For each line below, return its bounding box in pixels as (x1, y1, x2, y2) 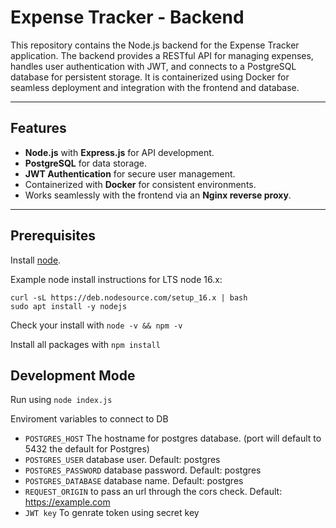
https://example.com (24, 496, 111, 508)
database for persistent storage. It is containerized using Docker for (10, 71, 290, 83)
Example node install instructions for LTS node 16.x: (10, 273, 223, 285)
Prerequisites (10, 227, 96, 245)
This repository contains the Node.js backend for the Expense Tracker (10, 39, 300, 51)
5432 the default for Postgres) (24, 443, 150, 455)
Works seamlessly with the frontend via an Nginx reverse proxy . (24, 189, 292, 201)
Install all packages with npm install (10, 338, 161, 350)
